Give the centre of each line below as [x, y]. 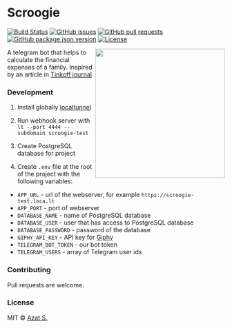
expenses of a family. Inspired [50, 67]
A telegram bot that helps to [47, 52]
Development [30, 92]
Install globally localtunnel [54, 107]
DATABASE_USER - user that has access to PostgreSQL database [105, 223]
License [21, 303]
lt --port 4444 [39, 127]
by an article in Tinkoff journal [49, 74]
